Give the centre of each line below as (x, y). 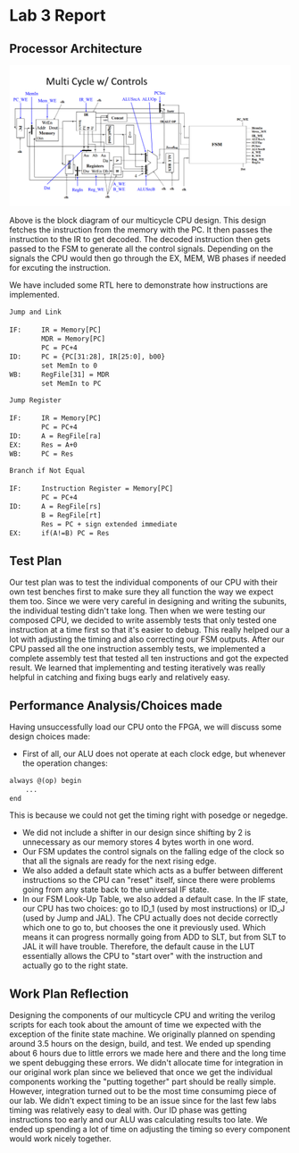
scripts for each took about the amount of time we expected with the (135, 1024)
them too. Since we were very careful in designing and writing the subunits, (148, 602)
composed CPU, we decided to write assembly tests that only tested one (143, 620)
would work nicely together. (60, 1138)
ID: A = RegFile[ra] (55, 436)
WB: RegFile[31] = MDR (59, 375)
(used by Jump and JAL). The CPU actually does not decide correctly (150, 918)
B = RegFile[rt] (71, 516)
